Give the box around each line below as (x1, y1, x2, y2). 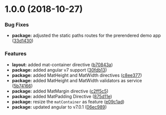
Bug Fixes (4, 21, 29, 28)
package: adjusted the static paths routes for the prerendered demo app (11, 32, 161, 38)
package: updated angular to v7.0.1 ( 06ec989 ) (11, 104, 107, 110)
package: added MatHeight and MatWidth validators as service (11, 77, 142, 83)
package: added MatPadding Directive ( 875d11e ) (11, 93, 112, 99)
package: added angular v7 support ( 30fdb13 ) (11, 67, 107, 73)
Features (4, 50, 27, 57)
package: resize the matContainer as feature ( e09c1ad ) (11, 99, 125, 105)
